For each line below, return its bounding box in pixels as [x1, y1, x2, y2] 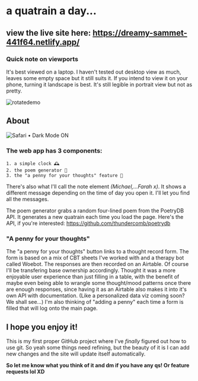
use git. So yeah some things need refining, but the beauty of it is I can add [6, 344, 190, 351]
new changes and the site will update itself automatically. [6, 350, 146, 357]
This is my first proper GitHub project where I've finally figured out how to [6, 338, 187, 345]
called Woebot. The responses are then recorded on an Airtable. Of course [6, 261, 189, 268]
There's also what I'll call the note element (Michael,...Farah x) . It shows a [6, 183, 186, 190]
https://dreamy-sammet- [92, 28, 188, 38]
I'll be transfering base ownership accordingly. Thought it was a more [6, 267, 176, 274]
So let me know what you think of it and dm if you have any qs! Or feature [6, 362, 190, 369]
